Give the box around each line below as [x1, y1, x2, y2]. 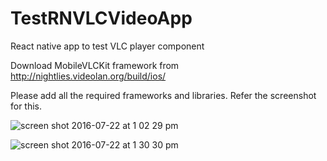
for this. [10, 100, 43, 112]
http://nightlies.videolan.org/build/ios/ [10, 70, 167, 82]
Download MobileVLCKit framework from [10, 59, 180, 71]
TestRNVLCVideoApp [10, 7, 193, 30]
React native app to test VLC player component [10, 40, 205, 52]
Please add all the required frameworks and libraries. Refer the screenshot [10, 89, 317, 101]
